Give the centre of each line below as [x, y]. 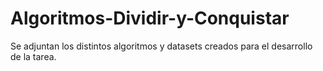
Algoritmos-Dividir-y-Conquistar [150, 18]
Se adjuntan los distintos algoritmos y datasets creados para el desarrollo [161, 46]
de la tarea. [33, 56]
